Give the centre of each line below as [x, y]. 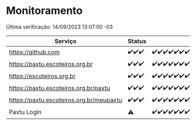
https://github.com [34, 52]
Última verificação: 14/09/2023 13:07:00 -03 [60, 27]
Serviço [66, 41]
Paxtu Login [25, 112]
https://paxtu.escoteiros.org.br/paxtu [60, 88]
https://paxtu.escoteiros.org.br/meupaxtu [66, 100]
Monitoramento [44, 11]
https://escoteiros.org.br [42, 76]
